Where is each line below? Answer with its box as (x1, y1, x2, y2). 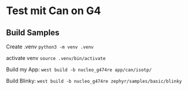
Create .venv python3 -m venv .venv (6, 43, 94, 50)
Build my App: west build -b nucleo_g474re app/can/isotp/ (6, 66, 152, 73)
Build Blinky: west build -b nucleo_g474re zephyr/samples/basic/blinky (6, 78, 182, 84)
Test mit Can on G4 (6, 4, 101, 18)
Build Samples (6, 28, 60, 38)
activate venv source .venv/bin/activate (6, 55, 106, 61)
